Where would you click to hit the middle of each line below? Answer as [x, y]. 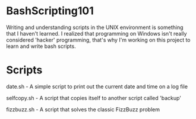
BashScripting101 [50, 11]
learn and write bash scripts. [41, 46]
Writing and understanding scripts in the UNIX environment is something [95, 27]
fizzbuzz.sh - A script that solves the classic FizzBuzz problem [83, 109]
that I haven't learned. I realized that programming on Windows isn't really [97, 33]
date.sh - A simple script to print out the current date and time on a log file [97, 86]
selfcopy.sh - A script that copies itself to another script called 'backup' [94, 98]
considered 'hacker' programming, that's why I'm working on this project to [98, 40]
